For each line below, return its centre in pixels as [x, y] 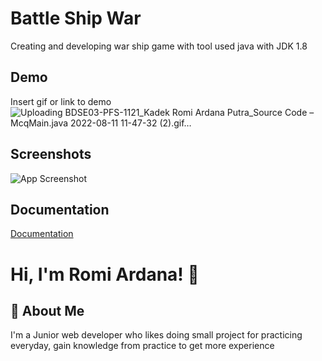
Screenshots [51, 154]
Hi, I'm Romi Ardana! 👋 [105, 274]
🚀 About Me [47, 310]
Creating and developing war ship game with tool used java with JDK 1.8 [159, 46]
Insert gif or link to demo [61, 101]
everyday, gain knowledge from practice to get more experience [142, 346]
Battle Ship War [76, 18]
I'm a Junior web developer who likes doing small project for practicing [156, 335]
